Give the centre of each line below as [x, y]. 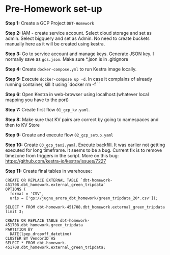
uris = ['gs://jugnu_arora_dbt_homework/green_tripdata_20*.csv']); [84, 198]
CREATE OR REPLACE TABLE [32, 220]
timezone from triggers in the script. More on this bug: [62, 155]
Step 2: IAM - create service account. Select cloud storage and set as [78, 33]
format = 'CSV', [27, 194]
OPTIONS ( [16, 189]
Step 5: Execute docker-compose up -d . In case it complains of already [79, 79]
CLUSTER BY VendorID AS [31, 238]
